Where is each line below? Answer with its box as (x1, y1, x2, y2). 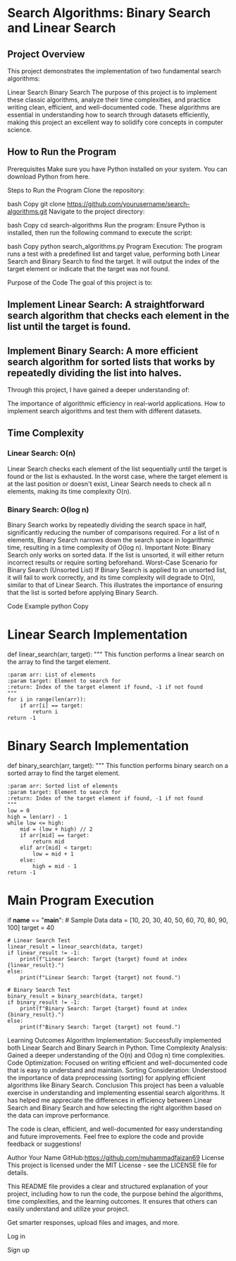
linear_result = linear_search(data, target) (7, 943, 143, 950)
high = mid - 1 (32, 863, 77, 870)
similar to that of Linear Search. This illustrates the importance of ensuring (7, 581, 223, 589)
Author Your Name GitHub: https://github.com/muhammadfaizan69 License (7, 1153, 225, 1161)
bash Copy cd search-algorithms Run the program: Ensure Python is (7, 220, 206, 229)
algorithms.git (7, 207, 48, 215)
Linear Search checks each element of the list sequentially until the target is (7, 464, 228, 473)
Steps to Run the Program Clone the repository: (7, 186, 145, 194)
